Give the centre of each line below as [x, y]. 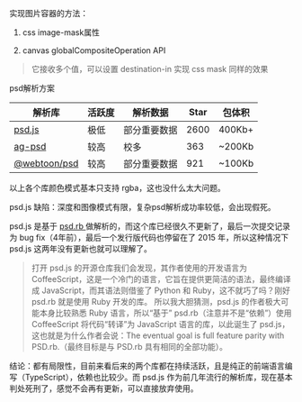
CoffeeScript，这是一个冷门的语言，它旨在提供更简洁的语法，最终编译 [161, 279]
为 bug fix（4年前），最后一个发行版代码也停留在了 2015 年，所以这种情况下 [149, 238]
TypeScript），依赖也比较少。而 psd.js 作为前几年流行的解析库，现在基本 [159, 377]
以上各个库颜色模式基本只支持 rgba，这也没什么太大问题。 [118, 188]
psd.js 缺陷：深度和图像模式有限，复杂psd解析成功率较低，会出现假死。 [142, 207]
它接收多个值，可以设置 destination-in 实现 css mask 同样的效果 [150, 69]
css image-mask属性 [61, 32]
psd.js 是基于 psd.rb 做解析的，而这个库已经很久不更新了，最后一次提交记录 [150, 226]
